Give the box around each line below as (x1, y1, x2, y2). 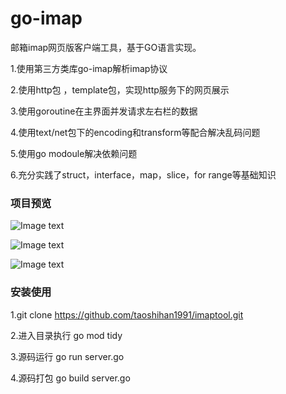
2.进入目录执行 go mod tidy (10, 329, 123, 341)
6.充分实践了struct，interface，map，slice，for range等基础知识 (10, 168, 277, 181)
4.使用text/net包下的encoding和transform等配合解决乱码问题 (10, 126, 261, 138)
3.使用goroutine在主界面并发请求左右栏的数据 (10, 105, 198, 117)
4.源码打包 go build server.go (10, 372, 131, 384)
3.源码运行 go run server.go (10, 350, 125, 362)
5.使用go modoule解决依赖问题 (10, 147, 138, 159)
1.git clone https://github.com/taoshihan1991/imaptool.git (10, 308, 244, 321)
